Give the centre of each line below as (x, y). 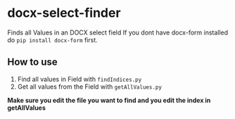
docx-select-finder (64, 13)
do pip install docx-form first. (53, 39)
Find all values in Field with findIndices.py (80, 79)
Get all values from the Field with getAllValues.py (89, 87)
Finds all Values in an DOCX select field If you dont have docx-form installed (118, 32)
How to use (32, 62)
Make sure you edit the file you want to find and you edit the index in (109, 100)
